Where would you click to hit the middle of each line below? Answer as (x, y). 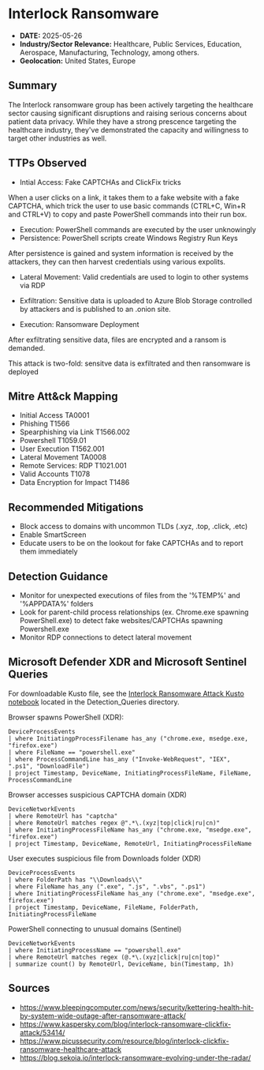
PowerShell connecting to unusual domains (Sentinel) (95, 929)
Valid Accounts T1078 (55, 474)
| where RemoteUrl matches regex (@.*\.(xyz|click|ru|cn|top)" (114, 957)
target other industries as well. (58, 138)
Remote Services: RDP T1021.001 (73, 466)
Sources (29, 988)
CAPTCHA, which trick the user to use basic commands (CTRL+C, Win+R (127, 205)
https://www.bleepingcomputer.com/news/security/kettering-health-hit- (137, 1007)
